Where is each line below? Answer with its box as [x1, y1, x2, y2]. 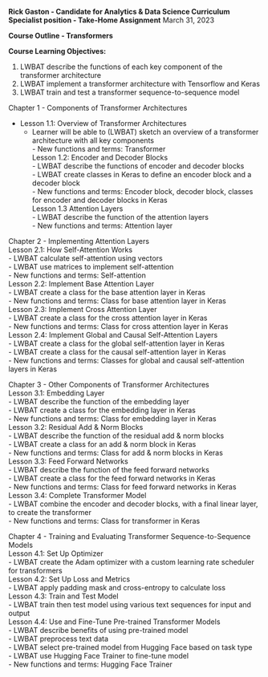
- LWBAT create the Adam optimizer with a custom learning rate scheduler [8, 557, 254, 566]
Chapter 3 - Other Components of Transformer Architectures [8, 380, 210, 389]
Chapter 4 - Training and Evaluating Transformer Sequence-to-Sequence [8, 532, 251, 541]
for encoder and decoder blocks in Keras [31, 196, 168, 205]
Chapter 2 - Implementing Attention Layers [8, 237, 150, 245]
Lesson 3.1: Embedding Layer [8, 388, 105, 398]
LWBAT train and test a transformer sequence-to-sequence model [19, 87, 240, 97]
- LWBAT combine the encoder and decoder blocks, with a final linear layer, [8, 499, 258, 509]
